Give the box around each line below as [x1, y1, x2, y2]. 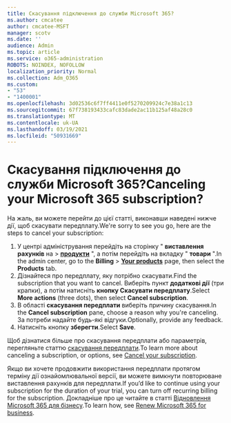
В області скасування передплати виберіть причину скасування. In [17, 301, 217, 310]
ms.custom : [7, 81, 39, 88]
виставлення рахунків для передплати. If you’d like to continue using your [7, 379, 221, 388]
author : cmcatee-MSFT [7, 23, 70, 30]
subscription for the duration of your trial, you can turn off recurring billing [7, 386, 218, 395]
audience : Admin [7, 42, 54, 49]
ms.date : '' [7, 36, 41, 43]
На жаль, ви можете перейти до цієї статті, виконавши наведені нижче [7, 214, 217, 223]
